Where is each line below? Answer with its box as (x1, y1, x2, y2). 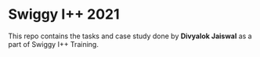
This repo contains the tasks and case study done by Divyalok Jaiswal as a (8, 31, 252, 41)
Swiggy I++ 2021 (8, 5, 120, 23)
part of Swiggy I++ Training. (8, 39, 99, 48)
